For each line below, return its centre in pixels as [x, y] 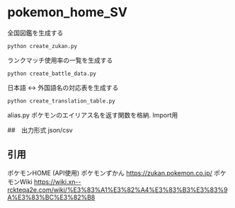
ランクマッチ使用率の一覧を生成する [60, 60]
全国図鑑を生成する [35, 33]
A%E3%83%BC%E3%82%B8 [51, 197]
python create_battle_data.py [52, 74]
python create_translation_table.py [61, 101]
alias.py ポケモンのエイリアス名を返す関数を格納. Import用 [93, 115]
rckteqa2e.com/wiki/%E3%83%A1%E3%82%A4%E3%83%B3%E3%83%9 [117, 190]
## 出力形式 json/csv [40, 130]
